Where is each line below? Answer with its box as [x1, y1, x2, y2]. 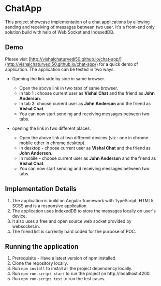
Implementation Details [5, 185, 77, 193]
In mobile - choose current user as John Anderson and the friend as [19, 155, 156, 161]
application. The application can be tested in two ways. [5, 66, 115, 72]
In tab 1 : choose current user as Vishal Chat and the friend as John [19, 90, 155, 96]
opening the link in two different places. [12, 125, 91, 131]
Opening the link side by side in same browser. [12, 75, 105, 81]
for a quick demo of [99, 61, 138, 67]
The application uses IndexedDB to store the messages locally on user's [12, 208, 156, 213]
